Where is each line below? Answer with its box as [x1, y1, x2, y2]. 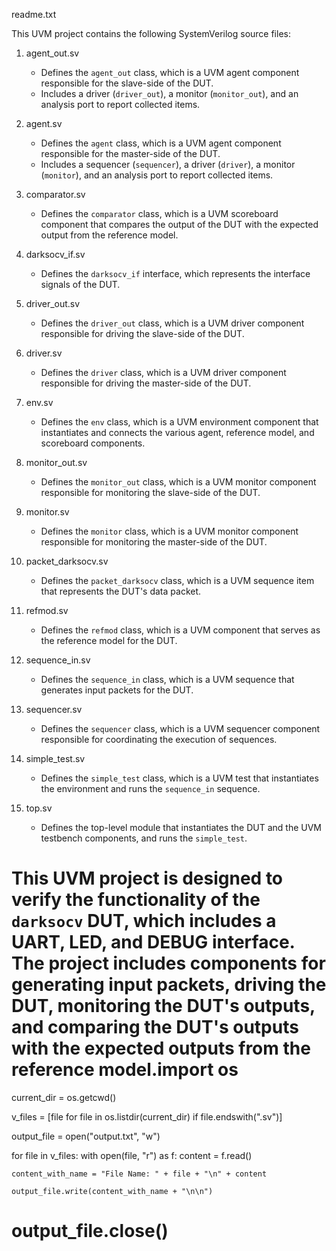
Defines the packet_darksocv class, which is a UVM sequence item [40, 575, 315, 586]
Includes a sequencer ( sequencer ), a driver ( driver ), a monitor [40, 159, 296, 170]
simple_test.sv [25, 753, 86, 764]
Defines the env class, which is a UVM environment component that [40, 416, 319, 428]
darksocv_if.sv [25, 249, 86, 260]
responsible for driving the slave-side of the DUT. [40, 328, 245, 339]
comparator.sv [25, 189, 86, 200]
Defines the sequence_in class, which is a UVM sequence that [40, 674, 295, 685]
